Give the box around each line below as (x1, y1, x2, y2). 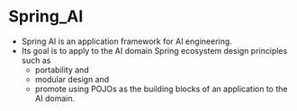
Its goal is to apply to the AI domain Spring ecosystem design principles (21, 45, 288, 55)
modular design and (34, 73, 110, 84)
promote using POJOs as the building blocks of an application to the (34, 83, 288, 94)
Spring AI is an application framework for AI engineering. (21, 36, 233, 47)
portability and (34, 64, 89, 75)
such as (21, 55, 51, 65)
